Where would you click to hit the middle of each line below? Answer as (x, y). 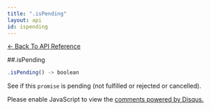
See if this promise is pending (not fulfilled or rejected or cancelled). (104, 86)
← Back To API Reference (44, 47)
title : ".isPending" (37, 14)
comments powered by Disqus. (159, 100)
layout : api (24, 20)
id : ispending (28, 26)
